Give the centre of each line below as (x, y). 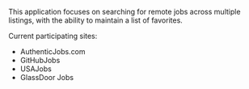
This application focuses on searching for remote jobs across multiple (124, 12)
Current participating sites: (53, 36)
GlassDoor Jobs (47, 77)
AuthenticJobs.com (53, 51)
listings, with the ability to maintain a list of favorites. (96, 20)
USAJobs (36, 69)
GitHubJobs (40, 60)
